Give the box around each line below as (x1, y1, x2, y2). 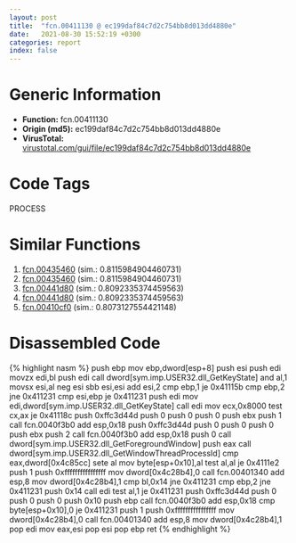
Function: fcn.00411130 (21, 114, 108, 125)
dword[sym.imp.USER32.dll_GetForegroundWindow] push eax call (9, 438, 252, 448)
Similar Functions (9, 234, 140, 255)
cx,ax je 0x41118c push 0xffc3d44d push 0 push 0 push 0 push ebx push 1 (9, 409, 282, 420)
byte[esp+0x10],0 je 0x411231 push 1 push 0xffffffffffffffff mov (9, 505, 235, 515)
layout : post (9, 12, 58, 22)
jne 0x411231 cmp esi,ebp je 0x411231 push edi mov (9, 391, 198, 401)
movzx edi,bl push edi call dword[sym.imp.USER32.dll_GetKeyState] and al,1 (9, 372, 287, 383)
